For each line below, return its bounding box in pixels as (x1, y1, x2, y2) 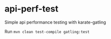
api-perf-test (4, 3, 59, 14)
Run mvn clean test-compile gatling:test (4, 28, 90, 34)
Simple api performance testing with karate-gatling (4, 19, 106, 25)
